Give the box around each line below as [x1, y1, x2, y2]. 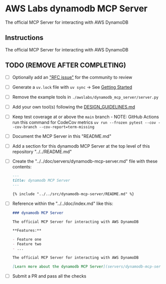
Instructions [5, 34, 43, 42]
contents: [12, 164, 32, 170]
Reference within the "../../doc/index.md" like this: [12, 201, 114, 206]
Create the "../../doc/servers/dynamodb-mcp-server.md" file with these [12, 159, 158, 164]
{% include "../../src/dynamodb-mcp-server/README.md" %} [12, 191, 134, 197]
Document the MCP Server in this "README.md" [12, 133, 112, 139]
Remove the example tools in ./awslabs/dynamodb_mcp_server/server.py [12, 94, 159, 100]
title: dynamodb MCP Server [12, 178, 70, 183]
